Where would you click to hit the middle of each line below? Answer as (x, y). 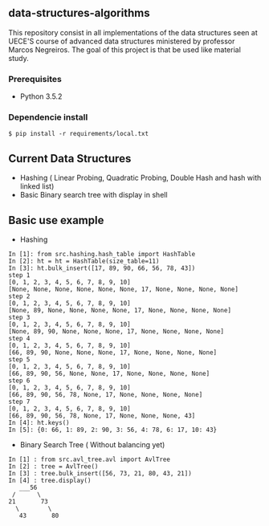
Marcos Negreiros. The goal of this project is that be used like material (124, 49)
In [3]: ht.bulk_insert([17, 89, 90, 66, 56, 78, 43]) (102, 268)
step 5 (19, 360)
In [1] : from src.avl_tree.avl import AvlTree (90, 460)
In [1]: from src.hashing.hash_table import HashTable (102, 255)
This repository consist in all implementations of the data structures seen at (133, 32)
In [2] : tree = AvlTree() (53, 467)
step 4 (19, 339)
